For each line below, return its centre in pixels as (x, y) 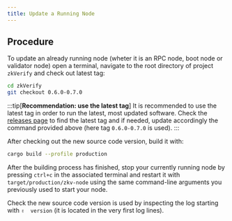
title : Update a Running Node (51, 14)
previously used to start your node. (57, 190)
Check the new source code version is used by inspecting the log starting (113, 203)
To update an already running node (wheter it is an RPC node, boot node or (115, 58)
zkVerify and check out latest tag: (56, 73)
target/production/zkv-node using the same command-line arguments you (115, 182)
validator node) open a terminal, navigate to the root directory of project (110, 66)
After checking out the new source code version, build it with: (95, 141)
